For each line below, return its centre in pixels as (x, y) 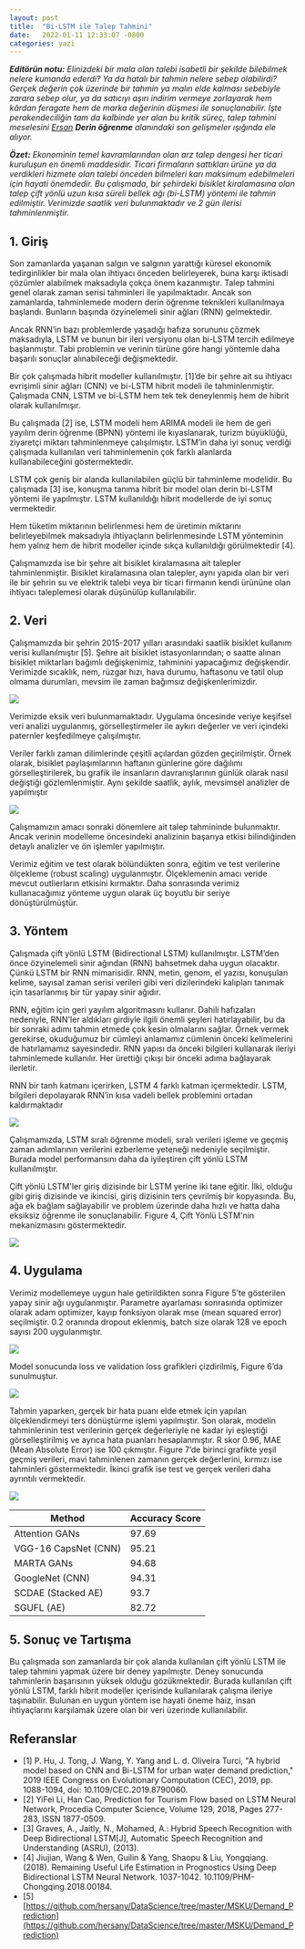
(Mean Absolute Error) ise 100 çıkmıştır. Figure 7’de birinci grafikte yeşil (143, 1449)
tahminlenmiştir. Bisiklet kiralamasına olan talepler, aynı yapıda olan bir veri (149, 573)
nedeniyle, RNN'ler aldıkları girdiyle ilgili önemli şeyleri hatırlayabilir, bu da (147, 1019)
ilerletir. (24, 1067)
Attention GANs (47, 1533)
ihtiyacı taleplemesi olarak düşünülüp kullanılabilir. (103, 593)
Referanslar (43, 1739)
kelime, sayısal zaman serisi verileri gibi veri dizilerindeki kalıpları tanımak (147, 982)
